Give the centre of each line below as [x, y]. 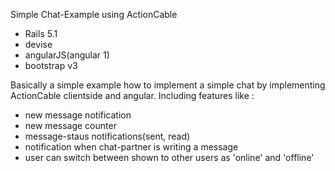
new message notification [78, 115]
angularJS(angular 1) [67, 55]
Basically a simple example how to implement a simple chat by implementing [168, 85]
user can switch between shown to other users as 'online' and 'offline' [169, 157]
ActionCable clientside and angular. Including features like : [132, 95]
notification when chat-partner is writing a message [131, 147]
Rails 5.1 [41, 33]
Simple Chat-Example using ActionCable [94, 14]
